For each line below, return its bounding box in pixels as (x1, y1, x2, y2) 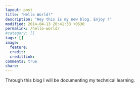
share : (5, 63, 19, 68)
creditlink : (10, 54, 35, 59)
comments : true (5, 59, 37, 64)
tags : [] (5, 36, 24, 41)
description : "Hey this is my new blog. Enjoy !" (5, 17, 112, 22)
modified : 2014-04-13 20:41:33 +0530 (5, 21, 85, 27)
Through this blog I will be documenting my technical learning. (5, 77, 135, 83)
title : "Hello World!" (5, 12, 53, 17)
